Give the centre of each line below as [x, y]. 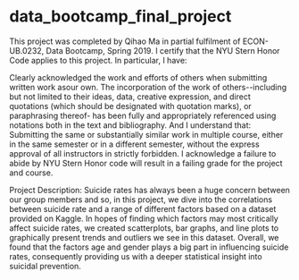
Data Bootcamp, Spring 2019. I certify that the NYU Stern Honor [163, 50]
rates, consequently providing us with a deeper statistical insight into [136, 256]
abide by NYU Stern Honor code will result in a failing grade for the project [146, 163]
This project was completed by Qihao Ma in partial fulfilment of [125, 41]
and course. [31, 173]
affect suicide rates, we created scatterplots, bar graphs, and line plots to [144, 228]
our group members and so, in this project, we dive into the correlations [141, 199]
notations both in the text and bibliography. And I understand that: [130, 125]
